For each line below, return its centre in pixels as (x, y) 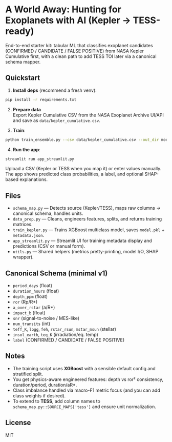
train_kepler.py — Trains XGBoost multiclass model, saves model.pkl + (89, 230)
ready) (20, 31)
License (18, 423)
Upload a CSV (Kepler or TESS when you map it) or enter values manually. (83, 169)
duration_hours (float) (36, 291)
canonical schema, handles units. (48, 213)
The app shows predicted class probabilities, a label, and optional (74, 174)
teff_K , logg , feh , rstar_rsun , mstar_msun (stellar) (64, 329)
